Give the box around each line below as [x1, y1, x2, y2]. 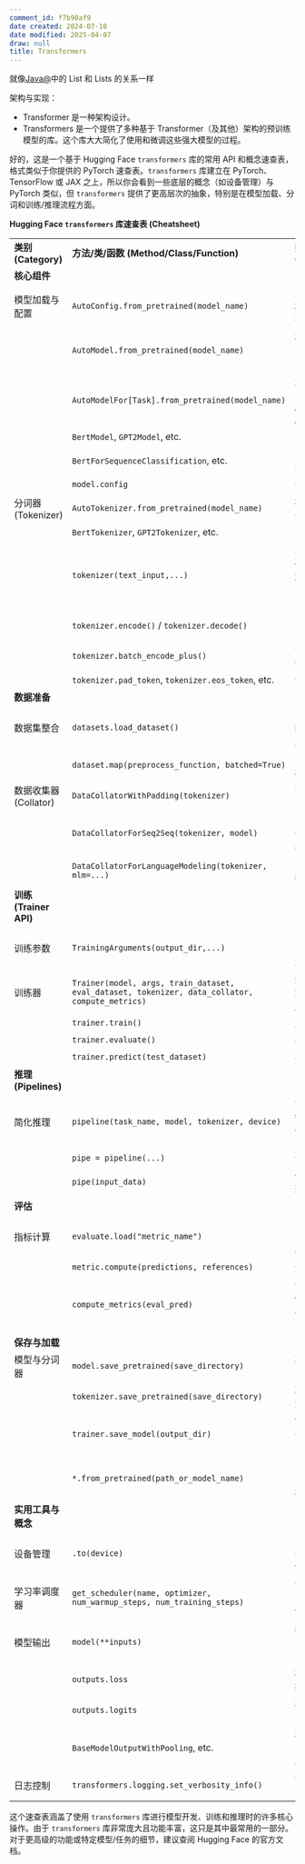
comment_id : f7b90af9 [9, 13, 92, 23]
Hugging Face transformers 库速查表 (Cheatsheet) [9, 219, 201, 230]
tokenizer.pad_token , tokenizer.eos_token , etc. [72, 673, 275, 686]
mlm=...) [72, 870, 110, 881]
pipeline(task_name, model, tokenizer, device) [72, 1117, 281, 1127]
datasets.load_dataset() [72, 723, 180, 733]
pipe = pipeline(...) [72, 1153, 165, 1163]
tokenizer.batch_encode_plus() [72, 651, 207, 662]
